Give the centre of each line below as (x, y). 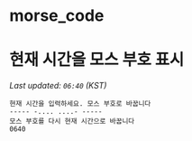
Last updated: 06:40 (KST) (58, 86)
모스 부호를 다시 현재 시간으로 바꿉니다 (72, 122)
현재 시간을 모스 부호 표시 (97, 60)
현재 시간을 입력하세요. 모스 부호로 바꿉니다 (80, 104)
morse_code (57, 16)
